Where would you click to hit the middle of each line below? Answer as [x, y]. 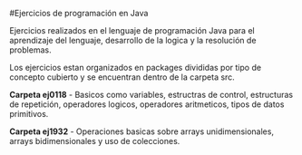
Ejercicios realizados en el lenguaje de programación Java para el [132, 30]
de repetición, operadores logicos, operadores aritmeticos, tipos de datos [147, 104]
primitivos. [29, 114]
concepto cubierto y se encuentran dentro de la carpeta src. [122, 77]
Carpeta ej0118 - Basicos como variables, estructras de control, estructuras [151, 95]
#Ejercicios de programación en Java [79, 13]
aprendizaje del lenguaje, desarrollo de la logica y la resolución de [133, 40]
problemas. [30, 50]
